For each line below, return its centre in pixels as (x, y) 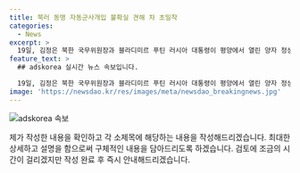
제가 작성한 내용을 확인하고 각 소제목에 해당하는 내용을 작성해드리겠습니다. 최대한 (150, 137)
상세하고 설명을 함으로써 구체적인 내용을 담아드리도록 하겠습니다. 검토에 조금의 (145, 148)
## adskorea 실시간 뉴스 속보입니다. (78, 68)
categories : (31, 26)
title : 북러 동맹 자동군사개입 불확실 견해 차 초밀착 (93, 17)
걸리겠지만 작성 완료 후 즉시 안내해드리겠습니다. (108, 159)
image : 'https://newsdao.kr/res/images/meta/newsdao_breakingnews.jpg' (145, 91)
